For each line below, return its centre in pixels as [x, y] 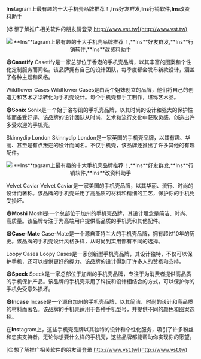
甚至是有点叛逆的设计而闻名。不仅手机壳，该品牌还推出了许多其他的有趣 [106, 145]
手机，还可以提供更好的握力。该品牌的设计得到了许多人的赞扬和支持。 [98, 261]
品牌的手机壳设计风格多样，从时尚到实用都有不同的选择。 [92, 241]
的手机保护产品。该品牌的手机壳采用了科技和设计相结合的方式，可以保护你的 [100, 281]
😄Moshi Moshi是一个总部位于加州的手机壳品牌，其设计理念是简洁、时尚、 [98, 213]
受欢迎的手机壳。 [32, 125]
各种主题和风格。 [32, 77]
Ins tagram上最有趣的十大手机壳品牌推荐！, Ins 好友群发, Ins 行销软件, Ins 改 [95, 9]
